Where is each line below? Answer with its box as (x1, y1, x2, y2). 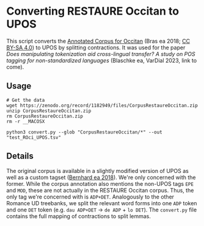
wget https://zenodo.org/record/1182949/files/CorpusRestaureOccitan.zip (6, 102, 199, 108)
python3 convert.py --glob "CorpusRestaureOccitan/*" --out (6, 129, 163, 135)
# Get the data (6, 97, 45, 103)
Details (6, 151, 34, 161)
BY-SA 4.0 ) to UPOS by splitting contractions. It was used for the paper (6, 44, 186, 51)
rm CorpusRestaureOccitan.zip (6, 113, 84, 119)
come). (6, 63, 24, 71)
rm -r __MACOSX (6, 118, 45, 124)
